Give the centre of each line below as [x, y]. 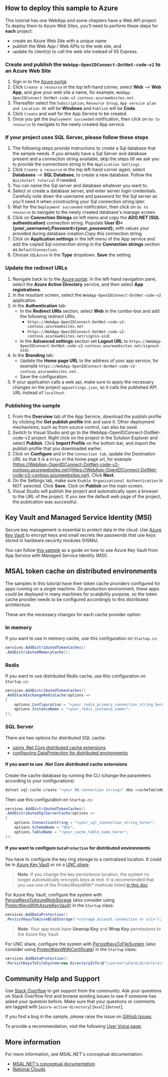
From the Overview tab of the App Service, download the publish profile [87, 416]
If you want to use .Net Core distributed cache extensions [66, 764]
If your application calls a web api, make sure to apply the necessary [83, 382]
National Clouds [29, 1069]
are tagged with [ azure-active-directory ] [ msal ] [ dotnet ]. [64, 1007]
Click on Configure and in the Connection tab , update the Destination [84, 454]
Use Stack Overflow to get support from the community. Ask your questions [83, 991]
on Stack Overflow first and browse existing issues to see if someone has [81, 996]
